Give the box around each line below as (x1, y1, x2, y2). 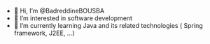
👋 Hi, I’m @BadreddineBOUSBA (13, 7, 105, 15)
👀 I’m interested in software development (13, 14, 133, 22)
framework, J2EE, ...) (13, 29, 75, 37)
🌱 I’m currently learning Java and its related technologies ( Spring (13, 22, 203, 29)
